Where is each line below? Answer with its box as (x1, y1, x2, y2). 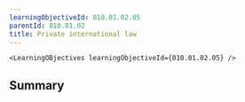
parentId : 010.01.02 (9, 21, 86, 30)
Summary (9, 77, 65, 93)
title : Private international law (9, 29, 138, 38)
